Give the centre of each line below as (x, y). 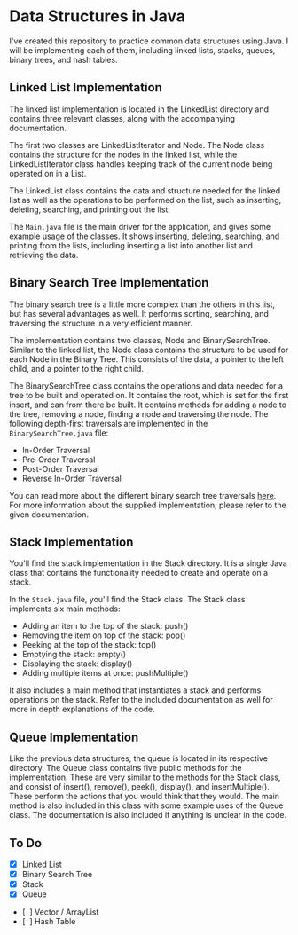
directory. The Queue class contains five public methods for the (125, 768)
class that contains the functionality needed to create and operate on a (139, 573)
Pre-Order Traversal (59, 460)
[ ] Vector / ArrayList (60, 912)
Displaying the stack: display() (77, 664)
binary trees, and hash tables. (63, 59)
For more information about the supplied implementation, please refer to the (148, 505)
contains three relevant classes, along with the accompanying (122, 118)
